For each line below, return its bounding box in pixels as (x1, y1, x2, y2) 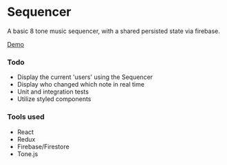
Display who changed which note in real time (17, 80, 144, 89)
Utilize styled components (17, 95, 91, 103)
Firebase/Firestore (17, 142, 70, 151)
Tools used (7, 112, 45, 122)
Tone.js (17, 149, 39, 158)
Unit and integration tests (17, 87, 89, 96)
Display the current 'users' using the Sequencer (17, 73, 153, 81)
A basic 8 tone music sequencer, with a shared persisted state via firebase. (7, 27, 220, 35)
